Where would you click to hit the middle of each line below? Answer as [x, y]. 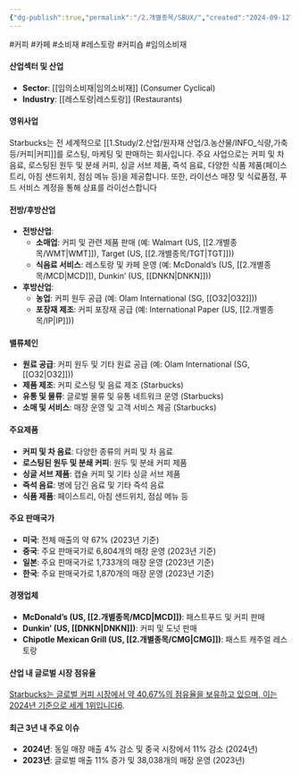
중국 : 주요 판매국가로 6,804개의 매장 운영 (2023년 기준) [119, 550]
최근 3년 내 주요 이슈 [45, 727]
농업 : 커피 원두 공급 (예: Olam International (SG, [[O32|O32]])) [146, 298]
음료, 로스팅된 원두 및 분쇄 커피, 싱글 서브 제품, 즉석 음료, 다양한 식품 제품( [137, 166]
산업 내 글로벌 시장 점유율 [53, 673]
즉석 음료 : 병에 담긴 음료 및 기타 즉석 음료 [93, 485]
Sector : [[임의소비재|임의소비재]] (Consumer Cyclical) [119, 88]
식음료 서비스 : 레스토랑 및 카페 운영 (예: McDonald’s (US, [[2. [142, 265]
